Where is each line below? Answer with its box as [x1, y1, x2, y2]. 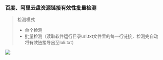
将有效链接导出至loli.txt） [24, 40, 77, 46]
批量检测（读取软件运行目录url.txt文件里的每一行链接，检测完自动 [24, 33, 159, 39]
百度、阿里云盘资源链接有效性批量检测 [5, 4, 97, 11]
